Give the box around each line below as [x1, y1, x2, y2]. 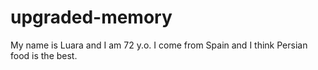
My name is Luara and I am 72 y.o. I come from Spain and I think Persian [10, 39, 308, 51]
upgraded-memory [10, 6, 173, 29]
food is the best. [10, 49, 78, 61]
